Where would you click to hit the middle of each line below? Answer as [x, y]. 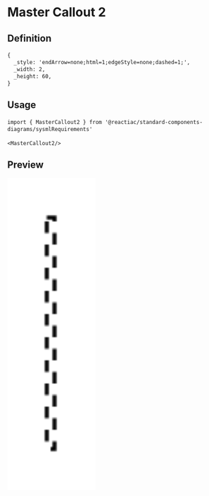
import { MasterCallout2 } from [55, 122]
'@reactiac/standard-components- [153, 122]
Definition [29, 38]
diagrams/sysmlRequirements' [50, 129]
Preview [26, 165]
